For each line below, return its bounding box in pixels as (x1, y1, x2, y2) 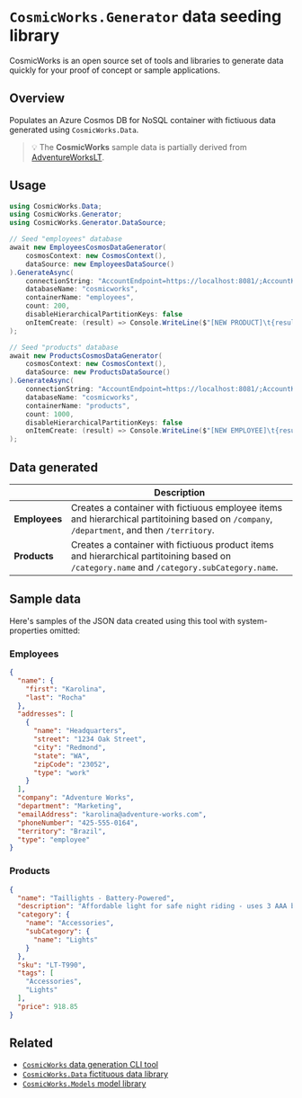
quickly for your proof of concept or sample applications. (9, 65, 221, 76)
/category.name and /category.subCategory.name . (70, 561, 279, 573)
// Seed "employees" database (9, 235, 123, 244)
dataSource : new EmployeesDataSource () (25, 259, 175, 269)
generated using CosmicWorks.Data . (9, 124, 139, 135)
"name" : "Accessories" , (25, 919, 115, 928)
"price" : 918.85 (17, 1002, 78, 1011)
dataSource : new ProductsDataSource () (25, 368, 171, 377)
